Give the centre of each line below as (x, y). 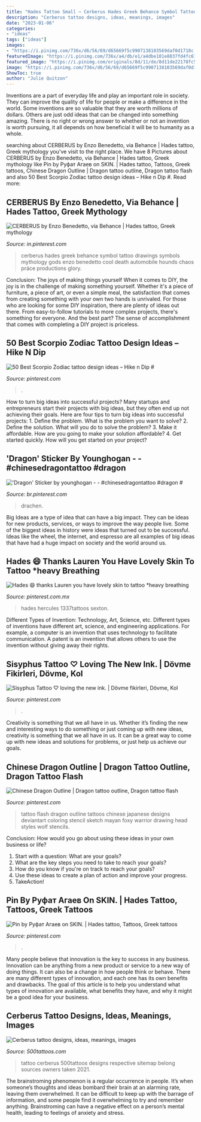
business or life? (26, 845)
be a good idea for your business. (48, 997)
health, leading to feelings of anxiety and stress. (66, 1112)
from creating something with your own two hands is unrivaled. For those (96, 299)
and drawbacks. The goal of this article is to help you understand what (93, 984)
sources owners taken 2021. (56, 1069)
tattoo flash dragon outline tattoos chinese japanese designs (95, 814)
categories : (21, 28)
